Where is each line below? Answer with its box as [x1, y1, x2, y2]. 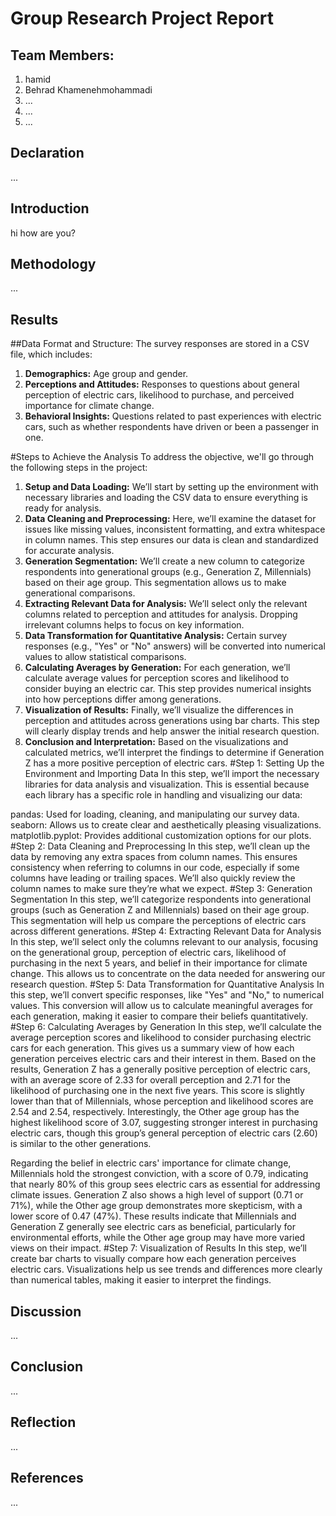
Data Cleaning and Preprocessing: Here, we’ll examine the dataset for [24, 513, 317, 525]
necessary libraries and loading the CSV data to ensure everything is [24, 492, 308, 504]
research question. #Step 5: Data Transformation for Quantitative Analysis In [10, 978, 325, 991]
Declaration [10, 145, 85, 162]
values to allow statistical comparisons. [24, 651, 187, 663]
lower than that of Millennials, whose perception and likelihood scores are [10, 1095, 314, 1107]
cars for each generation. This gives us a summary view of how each [10, 1042, 295, 1054]
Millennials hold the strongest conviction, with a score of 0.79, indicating [10, 1168, 309, 1180]
